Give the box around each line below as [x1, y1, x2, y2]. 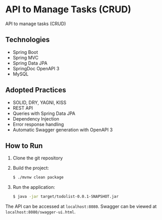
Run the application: [12, 184, 55, 190]
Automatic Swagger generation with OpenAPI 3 [12, 127, 113, 133]
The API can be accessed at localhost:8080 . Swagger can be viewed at [5, 204, 157, 210]
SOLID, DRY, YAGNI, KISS [12, 99, 67, 106]
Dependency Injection [12, 115, 59, 122]
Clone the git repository [12, 155, 63, 161]
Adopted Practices [5, 86, 67, 94]
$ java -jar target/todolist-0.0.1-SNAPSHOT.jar [12, 194, 119, 199]
